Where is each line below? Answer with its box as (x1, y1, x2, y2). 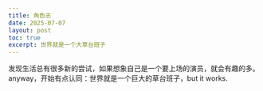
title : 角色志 (8, 11, 52, 20)
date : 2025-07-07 (8, 19, 66, 27)
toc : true (8, 33, 41, 42)
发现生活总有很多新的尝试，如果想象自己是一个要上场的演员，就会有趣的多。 (8, 64, 260, 74)
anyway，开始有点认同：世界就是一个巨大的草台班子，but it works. (8, 74, 229, 83)
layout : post (8, 26, 52, 34)
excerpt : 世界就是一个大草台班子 (8, 41, 106, 49)
